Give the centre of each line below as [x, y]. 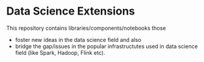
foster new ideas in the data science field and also [78, 40]
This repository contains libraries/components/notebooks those [86, 28]
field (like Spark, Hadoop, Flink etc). [60, 52]
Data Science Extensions [71, 11]
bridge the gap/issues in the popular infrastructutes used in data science [106, 46]
